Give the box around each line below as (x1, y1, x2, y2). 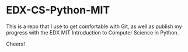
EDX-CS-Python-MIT (6, 4, 110, 17)
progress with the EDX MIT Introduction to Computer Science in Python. (6, 29, 179, 36)
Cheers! (6, 40, 25, 47)
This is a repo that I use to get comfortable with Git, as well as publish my (6, 23, 182, 30)
